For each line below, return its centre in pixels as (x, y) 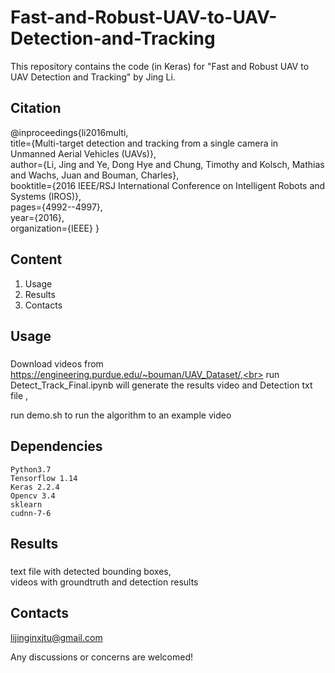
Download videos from (57, 363)
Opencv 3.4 (33, 496)
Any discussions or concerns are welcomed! (102, 657)
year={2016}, (37, 217)
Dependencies (56, 446)
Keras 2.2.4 (35, 487)
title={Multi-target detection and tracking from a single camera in (144, 143)
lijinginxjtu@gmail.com (56, 637)
